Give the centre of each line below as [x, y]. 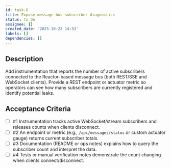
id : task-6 [17, 10]
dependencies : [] [24, 39]
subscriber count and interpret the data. [55, 149]
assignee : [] [19, 24]
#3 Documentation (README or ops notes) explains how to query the [85, 144]
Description [24, 59]
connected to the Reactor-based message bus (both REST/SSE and [76, 76]
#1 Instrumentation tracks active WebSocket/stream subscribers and [85, 121]
